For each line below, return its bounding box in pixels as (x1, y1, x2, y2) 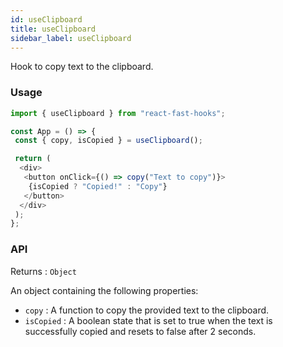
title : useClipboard (10, 24, 97, 34)
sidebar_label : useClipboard (10, 33, 132, 43)
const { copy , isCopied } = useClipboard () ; (14, 136, 203, 146)
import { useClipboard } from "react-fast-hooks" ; (10, 108, 226, 118)
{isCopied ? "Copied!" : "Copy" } (28, 181, 168, 191)
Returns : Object (10, 265, 77, 277)
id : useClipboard (10, 14, 83, 25)
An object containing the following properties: (10, 284, 199, 296)
